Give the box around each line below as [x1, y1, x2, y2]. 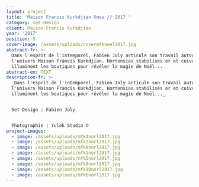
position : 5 [6, 36, 36, 42]
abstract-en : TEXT [6, 69, 52, 75]
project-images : [6, 128, 46, 134]
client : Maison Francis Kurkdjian [6, 25, 92, 31]
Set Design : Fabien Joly [11, 107, 76, 113]
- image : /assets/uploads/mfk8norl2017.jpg [11, 145, 120, 150]
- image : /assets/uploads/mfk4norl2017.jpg [11, 133, 120, 139]
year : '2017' [6, 31, 38, 37]
